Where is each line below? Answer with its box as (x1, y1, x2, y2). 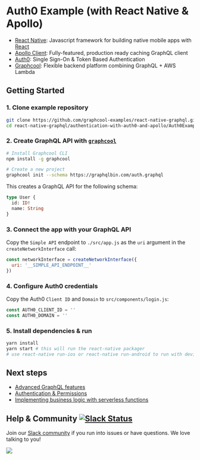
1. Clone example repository (6, 103, 89, 112)
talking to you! (6, 436, 41, 443)
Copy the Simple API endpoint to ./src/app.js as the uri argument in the (6, 239, 186, 246)
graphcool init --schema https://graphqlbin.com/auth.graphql (6, 172, 164, 178)
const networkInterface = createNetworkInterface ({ (6, 257, 137, 263)
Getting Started (6, 85, 65, 96)
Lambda (14, 68, 35, 75)
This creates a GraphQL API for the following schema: (6, 183, 138, 190)
